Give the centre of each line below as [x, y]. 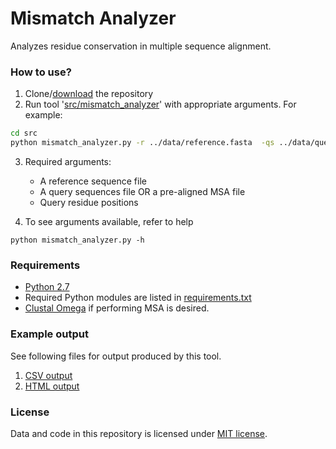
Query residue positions [89, 202]
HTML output [52, 386]
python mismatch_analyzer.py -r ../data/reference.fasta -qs [142, 143]
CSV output [48, 375]
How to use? [41, 72]
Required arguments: [68, 161]
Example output [49, 334]
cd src [24, 133]
